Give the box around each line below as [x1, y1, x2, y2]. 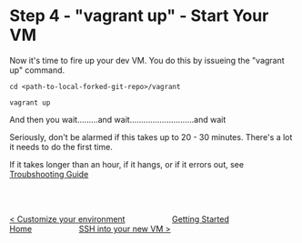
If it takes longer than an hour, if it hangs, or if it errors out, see [9, 158, 244, 169]
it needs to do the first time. [9, 141, 114, 152]
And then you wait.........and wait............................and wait [9, 114, 226, 125]
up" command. [9, 65, 65, 76]
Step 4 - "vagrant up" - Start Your [9, 5, 269, 26]
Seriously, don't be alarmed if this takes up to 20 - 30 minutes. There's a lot [9, 131, 293, 142]
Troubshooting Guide [9, 168, 89, 179]
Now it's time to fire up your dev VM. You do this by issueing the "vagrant [9, 55, 285, 66]
